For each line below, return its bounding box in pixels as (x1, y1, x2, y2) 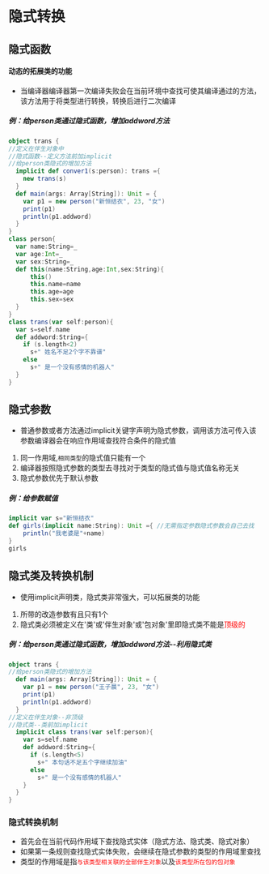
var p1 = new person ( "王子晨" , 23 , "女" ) (23, 683, 160, 692)
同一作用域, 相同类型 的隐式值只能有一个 (19, 453, 146, 463)
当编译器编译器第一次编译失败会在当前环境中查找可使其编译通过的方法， (19, 86, 261, 96)
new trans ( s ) (23, 175, 67, 183)
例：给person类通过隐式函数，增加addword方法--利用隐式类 (8, 640, 212, 649)
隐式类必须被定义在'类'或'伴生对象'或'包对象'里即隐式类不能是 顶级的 (19, 619, 246, 629)
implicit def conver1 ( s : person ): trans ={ (15, 167, 161, 175)
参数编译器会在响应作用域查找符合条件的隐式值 (19, 435, 176, 446)
